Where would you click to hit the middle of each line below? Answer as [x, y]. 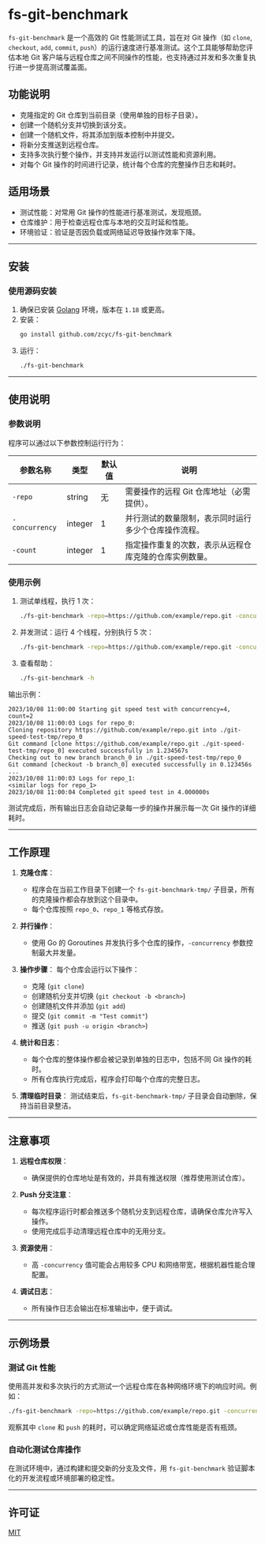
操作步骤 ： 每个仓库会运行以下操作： [79, 970]
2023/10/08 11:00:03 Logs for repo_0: [72, 723]
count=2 [21, 716]
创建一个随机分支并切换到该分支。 [75, 125]
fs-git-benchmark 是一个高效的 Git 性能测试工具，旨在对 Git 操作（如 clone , [130, 37]
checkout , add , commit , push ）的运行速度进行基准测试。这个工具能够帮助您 [127, 47]
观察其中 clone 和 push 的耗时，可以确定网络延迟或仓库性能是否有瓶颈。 [125, 1427]
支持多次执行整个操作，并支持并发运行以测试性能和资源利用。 [120, 154]
